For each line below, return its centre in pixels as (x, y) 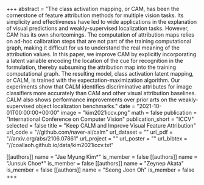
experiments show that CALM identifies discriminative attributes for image (99, 87)
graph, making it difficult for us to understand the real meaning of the (93, 48)
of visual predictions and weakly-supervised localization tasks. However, (97, 28)
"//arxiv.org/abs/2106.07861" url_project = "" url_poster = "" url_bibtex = (97, 139)
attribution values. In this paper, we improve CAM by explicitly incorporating (101, 54)
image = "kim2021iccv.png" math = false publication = (129, 113)
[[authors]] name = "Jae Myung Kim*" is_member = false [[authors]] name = (102, 157)
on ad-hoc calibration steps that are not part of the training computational (99, 41)
